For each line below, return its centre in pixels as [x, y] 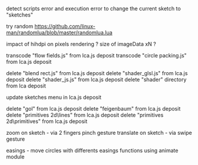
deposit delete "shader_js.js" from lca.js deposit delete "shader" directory [96, 80]
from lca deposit [26, 86]
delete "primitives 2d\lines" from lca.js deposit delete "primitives [85, 115]
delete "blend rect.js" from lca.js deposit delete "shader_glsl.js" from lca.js [97, 73]
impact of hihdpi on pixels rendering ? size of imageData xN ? [81, 44]
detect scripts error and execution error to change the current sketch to [93, 9]
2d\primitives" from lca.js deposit [47, 121]
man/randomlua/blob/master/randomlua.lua [59, 33]
